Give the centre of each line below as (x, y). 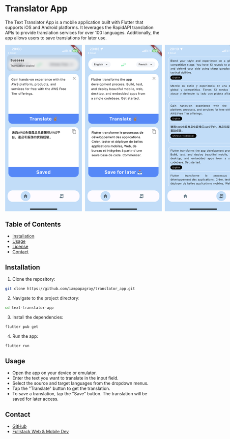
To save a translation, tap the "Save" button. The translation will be (80, 394)
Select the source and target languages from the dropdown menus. (80, 383)
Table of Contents (33, 224)
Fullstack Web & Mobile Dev (41, 432)
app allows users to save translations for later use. (56, 38)
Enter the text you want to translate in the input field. (65, 378)
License (20, 247)
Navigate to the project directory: (46, 298)
